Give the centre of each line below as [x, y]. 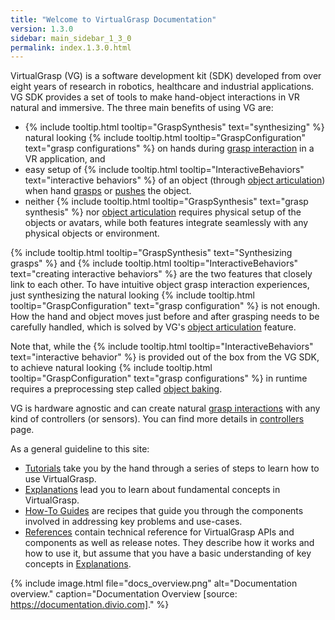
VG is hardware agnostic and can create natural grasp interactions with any [165, 408]
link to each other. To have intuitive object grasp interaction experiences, [160, 285]
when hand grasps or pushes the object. [108, 191]
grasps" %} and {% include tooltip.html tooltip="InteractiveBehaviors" [154, 263]
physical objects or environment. [92, 233]
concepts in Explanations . [78, 564]
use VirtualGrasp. [60, 479]
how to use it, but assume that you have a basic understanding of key [168, 553]
